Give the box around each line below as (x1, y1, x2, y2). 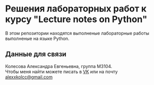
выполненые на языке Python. (5, 35, 69, 41)
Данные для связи (5, 50, 66, 58)
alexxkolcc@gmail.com (5, 73, 53, 80)
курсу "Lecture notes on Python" (5, 13, 147, 25)
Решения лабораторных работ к (5, 3, 146, 14)
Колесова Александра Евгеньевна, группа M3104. (5, 63, 112, 69)
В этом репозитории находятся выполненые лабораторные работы (5, 30, 149, 36)
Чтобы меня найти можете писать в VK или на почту (5, 68, 118, 74)
